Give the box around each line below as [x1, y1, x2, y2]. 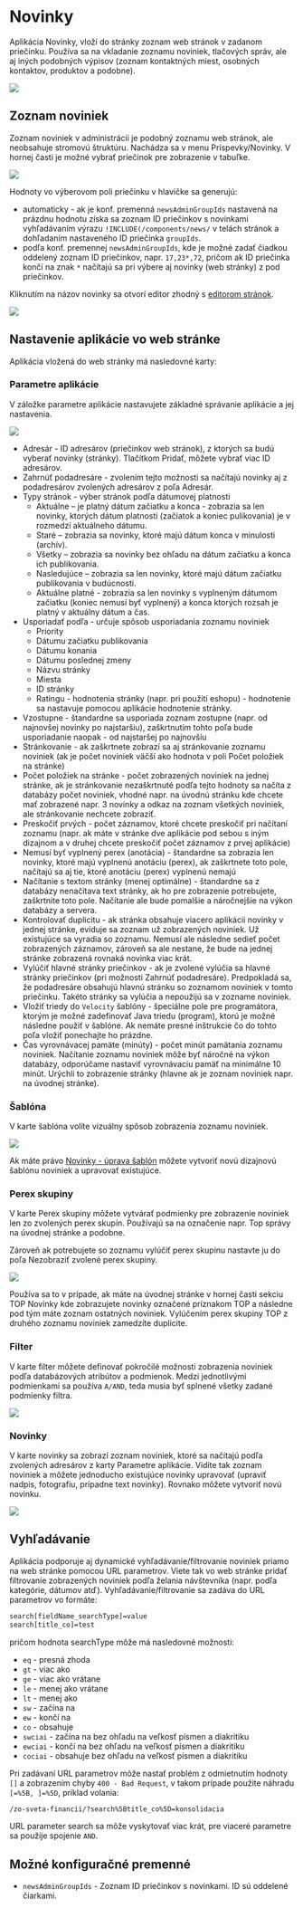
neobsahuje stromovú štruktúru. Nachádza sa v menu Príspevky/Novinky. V [9, 142, 291, 153]
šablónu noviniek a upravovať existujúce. [9, 1165, 162, 1176]
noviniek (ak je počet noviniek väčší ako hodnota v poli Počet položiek [22, 750, 284, 761]
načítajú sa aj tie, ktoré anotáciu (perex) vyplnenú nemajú [22, 866, 237, 877]
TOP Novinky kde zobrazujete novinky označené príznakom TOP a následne [9, 1299, 293, 1310]
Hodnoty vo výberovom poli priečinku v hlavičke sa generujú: [9, 186, 238, 196]
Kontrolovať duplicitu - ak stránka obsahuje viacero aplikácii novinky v [22, 914, 284, 925]
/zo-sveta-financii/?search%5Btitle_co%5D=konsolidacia [9, 1804, 224, 1814]
